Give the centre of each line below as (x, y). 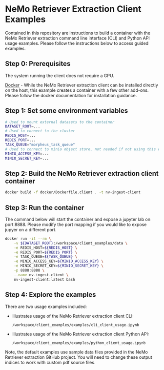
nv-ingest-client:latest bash (45, 279)
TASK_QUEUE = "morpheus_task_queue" (40, 144)
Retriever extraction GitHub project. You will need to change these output (79, 357)
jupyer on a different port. (31, 229)
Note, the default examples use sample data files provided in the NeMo (76, 352)
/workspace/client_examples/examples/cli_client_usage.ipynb (76, 325)
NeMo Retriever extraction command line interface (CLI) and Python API (77, 38)
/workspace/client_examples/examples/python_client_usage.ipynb (79, 343)
